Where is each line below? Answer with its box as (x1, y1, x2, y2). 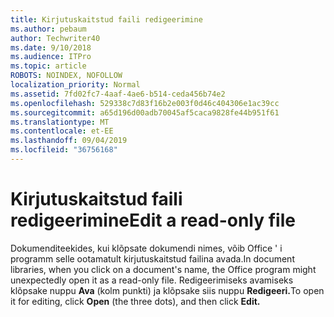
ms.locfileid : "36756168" (10, 145, 118, 155)
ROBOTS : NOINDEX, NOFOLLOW (10, 71, 123, 81)
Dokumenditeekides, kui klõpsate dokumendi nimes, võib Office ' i (10, 242, 283, 254)
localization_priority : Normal (10, 80, 141, 90)
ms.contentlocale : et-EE (10, 126, 114, 136)
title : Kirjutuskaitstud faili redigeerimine (10, 14, 203, 25)
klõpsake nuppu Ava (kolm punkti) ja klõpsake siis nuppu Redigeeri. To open (10, 284, 325, 296)
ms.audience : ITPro (10, 52, 92, 62)
